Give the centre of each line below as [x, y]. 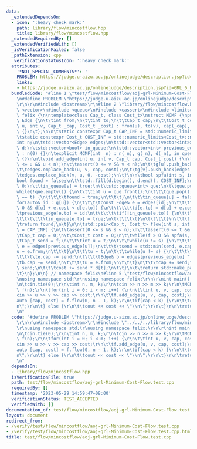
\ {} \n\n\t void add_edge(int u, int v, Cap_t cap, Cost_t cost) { [99, 159]
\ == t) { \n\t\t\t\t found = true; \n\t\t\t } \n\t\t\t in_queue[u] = [98, 197]
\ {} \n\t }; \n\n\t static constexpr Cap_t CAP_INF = [80, 132]
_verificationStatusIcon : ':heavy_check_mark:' [71, 60]
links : [25, 83]
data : [13, 11]
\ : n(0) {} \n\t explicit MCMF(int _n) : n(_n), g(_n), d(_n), [94, 153]
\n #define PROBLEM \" [43, 99]
